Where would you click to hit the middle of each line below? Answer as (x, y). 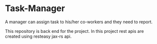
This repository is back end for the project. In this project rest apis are (74, 31)
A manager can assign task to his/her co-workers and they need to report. (79, 22)
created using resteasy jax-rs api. (38, 36)
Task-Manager (35, 8)
